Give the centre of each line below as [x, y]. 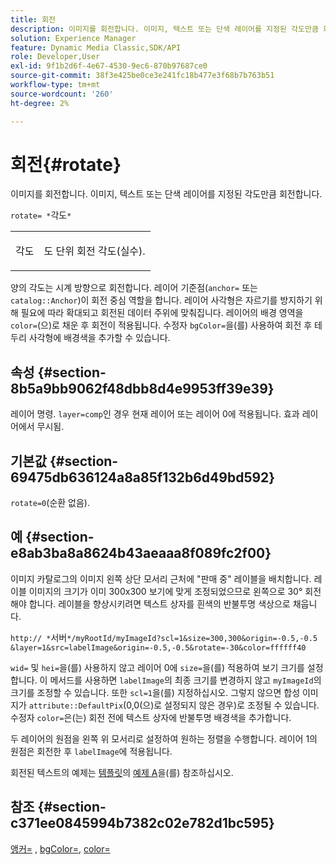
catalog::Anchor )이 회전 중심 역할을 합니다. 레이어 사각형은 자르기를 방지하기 [161, 300]
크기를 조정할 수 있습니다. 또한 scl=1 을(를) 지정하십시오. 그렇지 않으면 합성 [155, 692]
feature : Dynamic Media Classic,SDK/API [96, 47]
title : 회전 [33, 19]
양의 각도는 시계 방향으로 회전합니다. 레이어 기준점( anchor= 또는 [134, 288]
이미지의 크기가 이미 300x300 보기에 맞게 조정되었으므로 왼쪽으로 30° [165, 591]
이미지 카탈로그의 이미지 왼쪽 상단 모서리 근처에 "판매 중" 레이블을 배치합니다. [161, 578]
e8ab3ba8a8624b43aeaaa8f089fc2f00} [141, 553]
